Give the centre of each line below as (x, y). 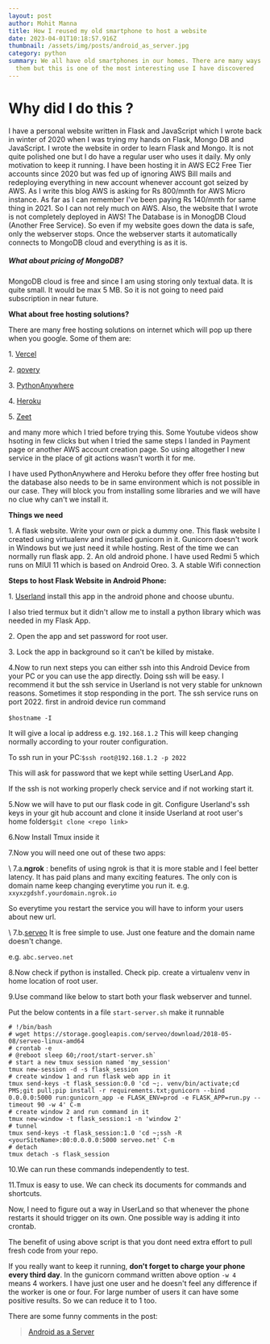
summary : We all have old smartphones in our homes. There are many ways (135, 61)
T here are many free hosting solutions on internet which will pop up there (130, 330)
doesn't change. (35, 941)
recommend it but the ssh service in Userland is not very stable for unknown (135, 684)
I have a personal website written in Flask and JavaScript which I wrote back (135, 131)
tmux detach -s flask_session (59, 1154)
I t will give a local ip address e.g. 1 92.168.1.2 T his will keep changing (123, 733)
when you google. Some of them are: (70, 338)
